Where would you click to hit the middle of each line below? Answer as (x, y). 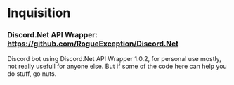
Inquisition (39, 13)
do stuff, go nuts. (32, 74)
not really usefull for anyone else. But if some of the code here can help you (117, 66)
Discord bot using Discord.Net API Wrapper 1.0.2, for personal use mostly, (114, 59)
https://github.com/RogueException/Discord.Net (93, 44)
